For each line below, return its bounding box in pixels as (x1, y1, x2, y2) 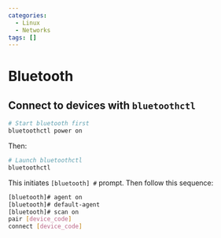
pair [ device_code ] (8, 215, 72, 223)
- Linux (15, 19, 41, 27)
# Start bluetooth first (8, 120, 90, 128)
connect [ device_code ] (8, 222, 83, 231)
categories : (8, 11, 47, 20)
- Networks (15, 26, 51, 34)
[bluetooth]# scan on (8, 208, 79, 216)
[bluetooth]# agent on (8, 193, 83, 201)
